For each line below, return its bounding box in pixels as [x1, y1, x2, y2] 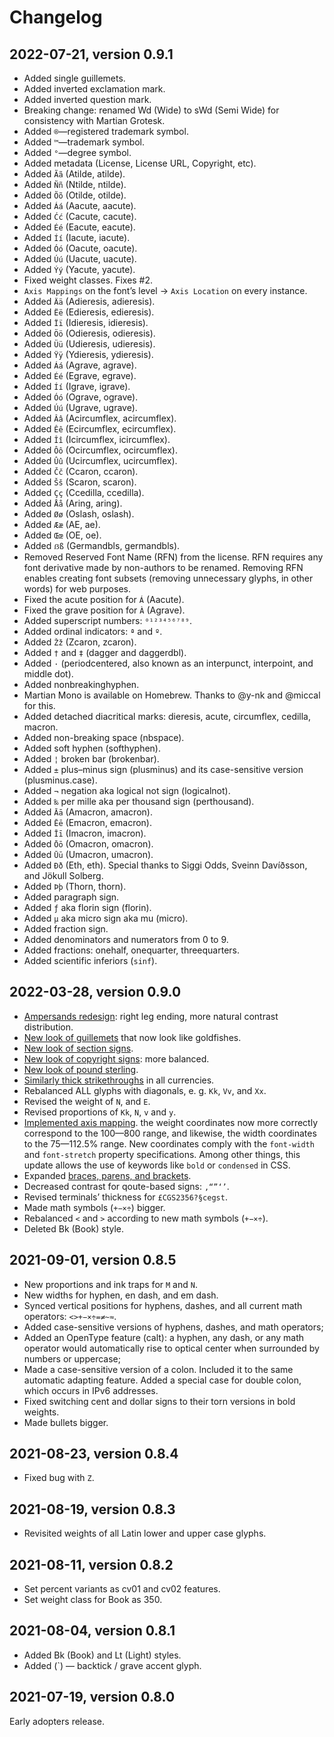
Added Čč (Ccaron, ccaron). [23, 466, 139, 477]
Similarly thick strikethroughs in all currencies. [23, 1074, 215, 1086]
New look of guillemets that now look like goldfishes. [23, 1031, 242, 1043]
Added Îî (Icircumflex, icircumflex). [23, 434, 171, 445]
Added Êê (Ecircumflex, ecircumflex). [23, 423, 177, 435]
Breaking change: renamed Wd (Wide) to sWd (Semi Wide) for [23, 104, 280, 116]
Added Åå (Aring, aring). [23, 497, 123, 509]
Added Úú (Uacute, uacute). [23, 253, 137, 265]
